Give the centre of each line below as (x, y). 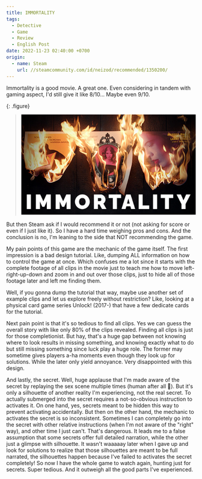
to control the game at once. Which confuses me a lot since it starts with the (101, 261)
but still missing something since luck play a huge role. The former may (94, 349)
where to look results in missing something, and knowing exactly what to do (100, 342)
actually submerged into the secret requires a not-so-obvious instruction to (99, 399)
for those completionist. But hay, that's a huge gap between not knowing (96, 336)
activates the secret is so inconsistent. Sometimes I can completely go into (99, 418)
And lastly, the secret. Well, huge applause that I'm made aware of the (93, 380)
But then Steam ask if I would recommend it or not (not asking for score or (98, 224)
